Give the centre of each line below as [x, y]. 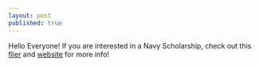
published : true [35, 23]
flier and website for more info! [59, 54]
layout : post [30, 16]
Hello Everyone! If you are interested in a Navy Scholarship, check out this [130, 45]
